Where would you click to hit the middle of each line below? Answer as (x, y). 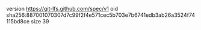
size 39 (40, 21)
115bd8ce (18, 21)
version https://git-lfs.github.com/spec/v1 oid (62, 9)
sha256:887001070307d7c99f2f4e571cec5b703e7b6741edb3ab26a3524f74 (101, 15)
